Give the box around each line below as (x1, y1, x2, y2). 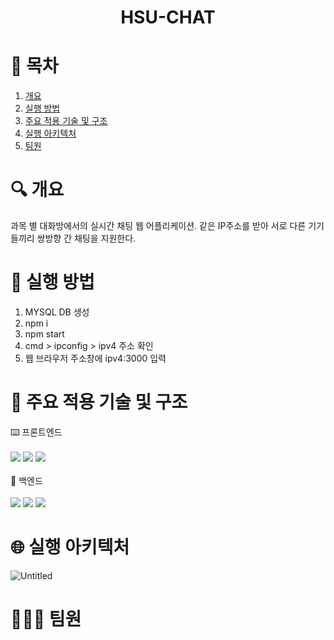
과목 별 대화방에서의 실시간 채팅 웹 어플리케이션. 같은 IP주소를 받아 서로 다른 (10, 220, 307, 232)
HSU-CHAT (120, 6, 216, 29)
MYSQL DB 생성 (24, 306, 90, 318)
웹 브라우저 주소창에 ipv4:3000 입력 (24, 352, 167, 364)
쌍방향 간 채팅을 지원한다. (36, 232, 137, 245)
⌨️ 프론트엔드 (10, 426, 63, 438)
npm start (24, 328, 65, 340)
